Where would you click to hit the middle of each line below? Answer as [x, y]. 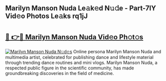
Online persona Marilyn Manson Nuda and [117, 52]
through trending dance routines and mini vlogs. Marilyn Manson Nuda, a [81, 63]
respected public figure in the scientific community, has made [70, 68]
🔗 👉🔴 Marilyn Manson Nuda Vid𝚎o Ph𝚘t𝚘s [74, 37]
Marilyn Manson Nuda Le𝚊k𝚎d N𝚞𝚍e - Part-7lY [81, 8]
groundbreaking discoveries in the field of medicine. [60, 73]
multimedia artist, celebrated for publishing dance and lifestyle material [79, 57]
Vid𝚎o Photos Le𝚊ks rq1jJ [47, 16]
